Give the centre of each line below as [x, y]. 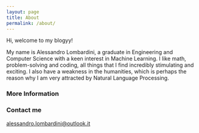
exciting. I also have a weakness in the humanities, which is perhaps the [96, 72]
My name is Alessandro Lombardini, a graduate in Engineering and [90, 52]
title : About [23, 18]
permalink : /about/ [31, 23]
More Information [33, 94]
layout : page [23, 12]
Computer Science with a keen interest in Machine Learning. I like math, [96, 59]
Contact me [24, 110]
